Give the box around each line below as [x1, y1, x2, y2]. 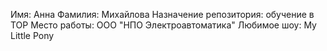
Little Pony [10, 30, 55, 41]
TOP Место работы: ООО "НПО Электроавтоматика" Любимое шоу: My [10, 19, 317, 31]
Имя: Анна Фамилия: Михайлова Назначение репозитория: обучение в [10, 9, 315, 20]
